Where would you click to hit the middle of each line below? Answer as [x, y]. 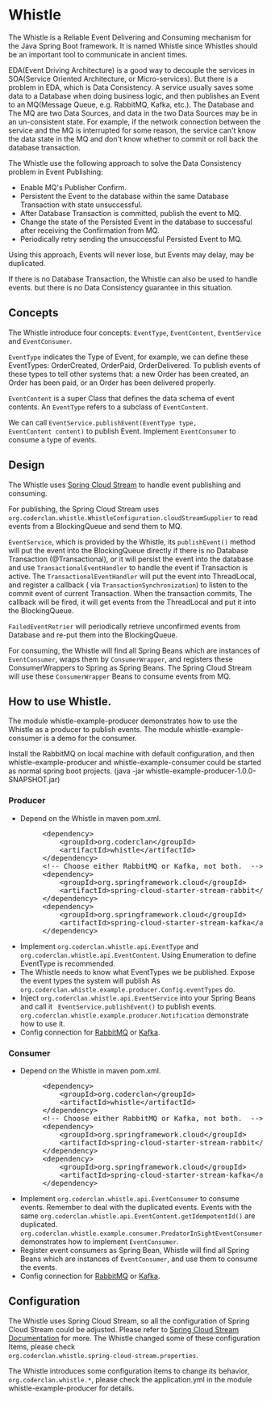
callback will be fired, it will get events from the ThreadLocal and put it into [132, 602]
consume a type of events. [53, 439]
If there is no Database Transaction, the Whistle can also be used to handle [133, 279]
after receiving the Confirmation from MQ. [90, 230]
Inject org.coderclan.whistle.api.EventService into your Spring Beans [138, 997]
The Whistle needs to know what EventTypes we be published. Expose [138, 971]
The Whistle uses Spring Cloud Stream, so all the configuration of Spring [129, 1321]
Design [27, 466]
